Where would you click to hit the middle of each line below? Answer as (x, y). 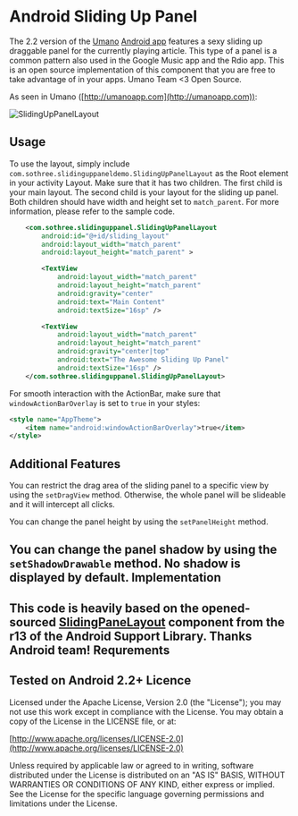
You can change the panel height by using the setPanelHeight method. (139, 522)
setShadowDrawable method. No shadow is (125, 564)
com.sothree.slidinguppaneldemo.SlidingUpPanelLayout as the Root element (149, 173)
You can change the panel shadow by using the (143, 550)
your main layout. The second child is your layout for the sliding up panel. (144, 192)
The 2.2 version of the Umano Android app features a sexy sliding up (136, 41)
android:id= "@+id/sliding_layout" (105, 236)
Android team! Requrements (90, 650)
